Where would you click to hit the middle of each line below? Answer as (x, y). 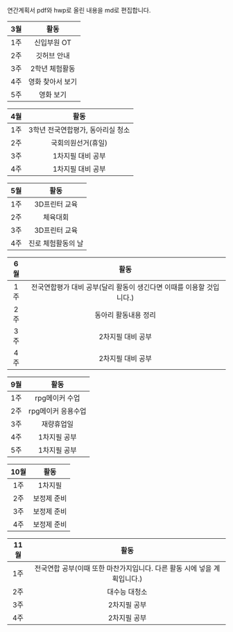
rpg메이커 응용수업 (58, 411)
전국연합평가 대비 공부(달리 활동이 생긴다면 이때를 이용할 (118, 287)
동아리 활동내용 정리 (125, 315)
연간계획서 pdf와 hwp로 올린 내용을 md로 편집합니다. (79, 10)
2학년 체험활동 (53, 68)
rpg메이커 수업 (57, 398)
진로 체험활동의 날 (56, 243)
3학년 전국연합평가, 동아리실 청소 (79, 130)
